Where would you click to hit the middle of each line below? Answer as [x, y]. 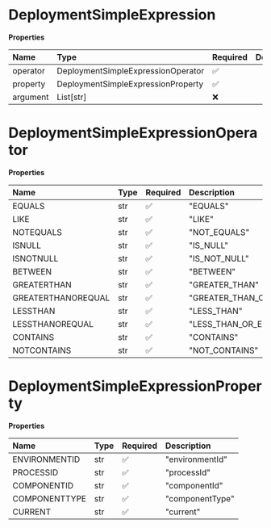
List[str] [72, 97]
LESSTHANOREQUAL [53, 324]
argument [31, 97]
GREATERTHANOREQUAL [61, 298]
